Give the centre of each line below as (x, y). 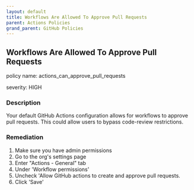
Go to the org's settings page (50, 156)
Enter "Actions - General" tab (50, 163)
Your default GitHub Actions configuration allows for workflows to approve (97, 116)
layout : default (26, 12)
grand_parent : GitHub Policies (45, 28)
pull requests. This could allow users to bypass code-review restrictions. (95, 122)
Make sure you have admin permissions (63, 150)
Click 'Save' (29, 182)
